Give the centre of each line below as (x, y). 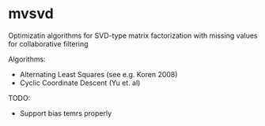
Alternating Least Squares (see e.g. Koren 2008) (98, 74)
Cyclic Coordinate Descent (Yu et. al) (80, 83)
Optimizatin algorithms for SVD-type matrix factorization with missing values (133, 35)
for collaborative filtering (48, 43)
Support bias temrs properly (66, 113)
